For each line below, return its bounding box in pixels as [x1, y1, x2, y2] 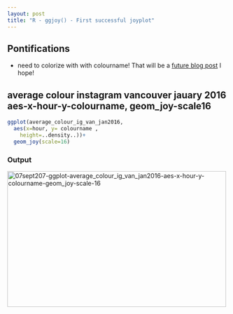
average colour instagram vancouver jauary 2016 [7, 89, 227, 101]
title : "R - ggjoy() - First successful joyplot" [7, 17, 155, 24]
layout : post [7, 10, 45, 18]
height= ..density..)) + [20, 131, 86, 139]
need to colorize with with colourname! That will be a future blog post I [17, 61, 222, 70]
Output [7, 155, 32, 165]
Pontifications [7, 43, 70, 55]
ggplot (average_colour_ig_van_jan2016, [7, 118, 124, 126]
